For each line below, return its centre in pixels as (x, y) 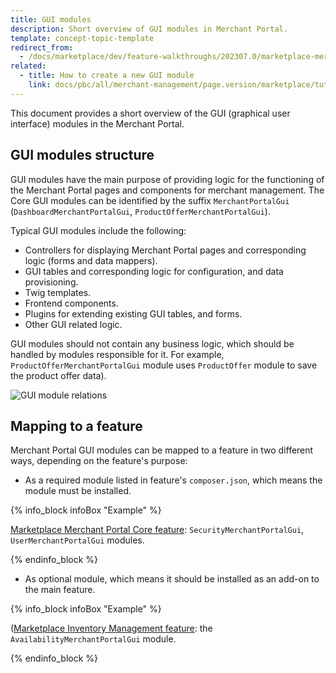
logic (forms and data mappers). (91, 260)
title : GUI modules (51, 19)
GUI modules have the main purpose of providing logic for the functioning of (167, 179)
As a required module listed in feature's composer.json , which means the (173, 480)
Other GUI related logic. (73, 324)
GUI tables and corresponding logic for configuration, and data (154, 271)
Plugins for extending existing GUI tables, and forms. (133, 313)
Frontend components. (71, 303)
